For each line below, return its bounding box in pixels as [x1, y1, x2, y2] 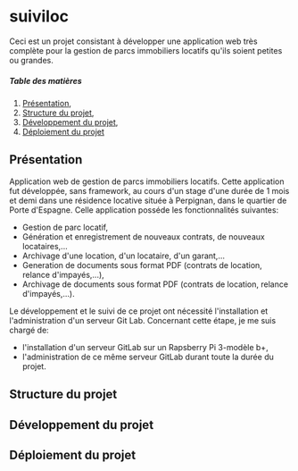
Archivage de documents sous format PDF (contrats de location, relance [21, 279, 288, 290]
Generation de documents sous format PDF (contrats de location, [21, 259, 263, 270]
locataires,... [21, 240, 69, 251]
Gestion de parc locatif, [21, 222, 109, 232]
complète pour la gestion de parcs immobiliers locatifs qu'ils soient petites [9, 45, 283, 55]
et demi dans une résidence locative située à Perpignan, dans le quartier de [9, 195, 287, 206]
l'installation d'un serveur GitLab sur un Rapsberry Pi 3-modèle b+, [21, 341, 269, 352]
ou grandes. [9, 55, 54, 65]
